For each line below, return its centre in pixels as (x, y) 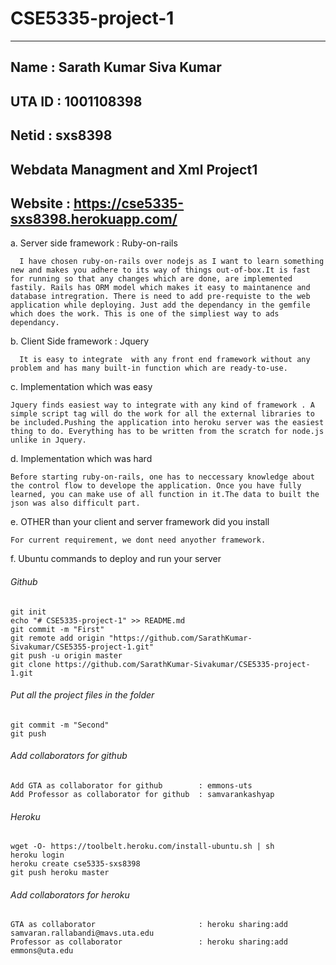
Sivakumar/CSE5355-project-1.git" (82, 647)
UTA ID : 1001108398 (76, 101)
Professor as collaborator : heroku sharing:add (149, 942)
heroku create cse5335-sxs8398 (75, 864)
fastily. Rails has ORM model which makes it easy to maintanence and (160, 288)
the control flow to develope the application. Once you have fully (156, 486)
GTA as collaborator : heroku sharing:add (149, 925)
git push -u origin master (66, 655)
